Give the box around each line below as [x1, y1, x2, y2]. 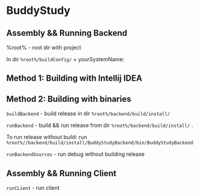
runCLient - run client [6, 184, 60, 192]
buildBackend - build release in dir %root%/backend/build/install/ [6, 110, 171, 117]
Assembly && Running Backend [6, 28, 128, 38]
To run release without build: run [6, 133, 88, 141]
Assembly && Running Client [6, 168, 117, 178]
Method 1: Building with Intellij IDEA [6, 73, 143, 84]
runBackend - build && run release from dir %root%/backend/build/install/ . [6, 122, 194, 129]
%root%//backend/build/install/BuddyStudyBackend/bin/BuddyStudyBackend [6, 140, 194, 146]
